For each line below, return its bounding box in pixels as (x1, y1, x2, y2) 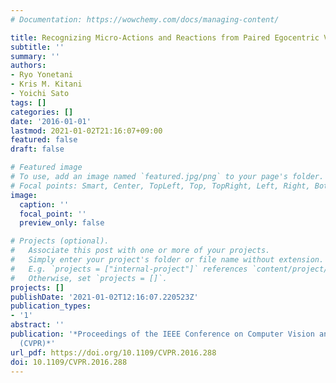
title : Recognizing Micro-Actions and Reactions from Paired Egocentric (10, 32, 320, 43)
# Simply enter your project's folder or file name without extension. (10, 255, 325, 265)
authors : (10, 61, 47, 71)
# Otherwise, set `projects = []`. (10, 273, 168, 283)
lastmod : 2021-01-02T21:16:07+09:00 (10, 126, 163, 136)
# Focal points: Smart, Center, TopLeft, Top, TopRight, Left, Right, (10, 181, 311, 191)
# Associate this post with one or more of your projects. (10, 246, 271, 256)
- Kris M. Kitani (10, 79, 83, 90)
